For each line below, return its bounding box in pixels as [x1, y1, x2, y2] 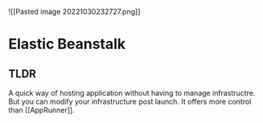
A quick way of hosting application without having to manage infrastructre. [8, 88, 256, 97]
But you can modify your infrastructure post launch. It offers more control [8, 96, 252, 106]
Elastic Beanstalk [8, 35, 126, 53]
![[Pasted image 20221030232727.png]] [8, 7, 141, 16]
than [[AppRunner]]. [8, 105, 75, 115]
